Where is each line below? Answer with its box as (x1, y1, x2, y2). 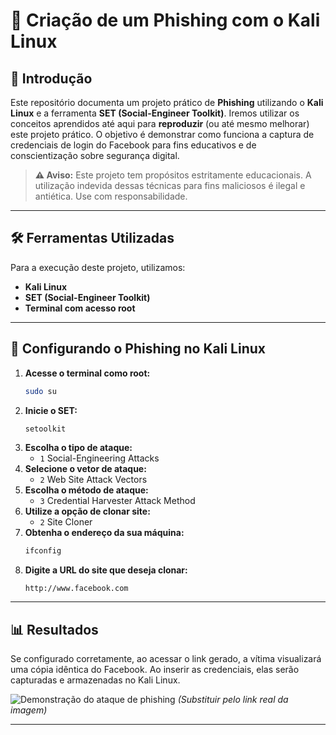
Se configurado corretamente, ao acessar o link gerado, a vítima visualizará (10, 653, 322, 665)
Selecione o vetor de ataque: (24, 463, 147, 475)
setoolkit (24, 424, 67, 434)
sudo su (24, 386, 57, 396)
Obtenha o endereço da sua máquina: (24, 527, 185, 539)
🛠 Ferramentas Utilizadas (10, 230, 175, 247)
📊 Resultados (10, 621, 99, 638)
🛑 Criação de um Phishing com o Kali (10, 9, 321, 32)
